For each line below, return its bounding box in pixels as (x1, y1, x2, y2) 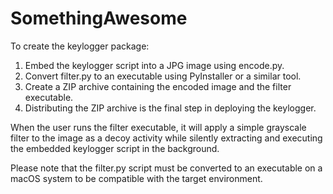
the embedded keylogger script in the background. (10, 142, 220, 154)
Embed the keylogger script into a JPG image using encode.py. (24, 59, 285, 71)
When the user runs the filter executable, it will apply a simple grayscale (10, 121, 307, 133)
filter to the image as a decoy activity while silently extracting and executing (10, 132, 323, 144)
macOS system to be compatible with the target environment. (10, 172, 263, 184)
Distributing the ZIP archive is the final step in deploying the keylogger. (24, 102, 317, 114)
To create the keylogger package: (10, 40, 150, 52)
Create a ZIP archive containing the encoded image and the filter (24, 80, 292, 92)
